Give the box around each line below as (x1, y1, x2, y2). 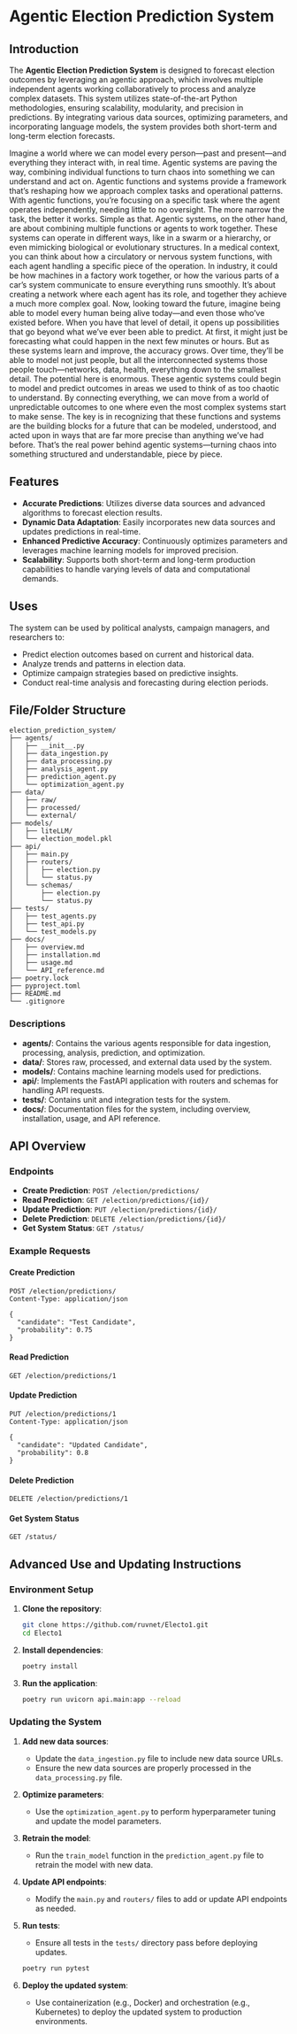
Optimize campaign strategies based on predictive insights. (21, 667, 239, 678)
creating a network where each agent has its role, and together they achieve (9, 289, 287, 299)
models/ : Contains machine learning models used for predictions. (21, 1066, 263, 1076)
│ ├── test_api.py (9, 920, 86, 928)
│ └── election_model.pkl (9, 835, 113, 844)
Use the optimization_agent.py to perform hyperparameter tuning (34, 1806, 277, 1816)
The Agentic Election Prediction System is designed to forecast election (9, 65, 276, 75)
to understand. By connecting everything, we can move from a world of (9, 392, 270, 403)
